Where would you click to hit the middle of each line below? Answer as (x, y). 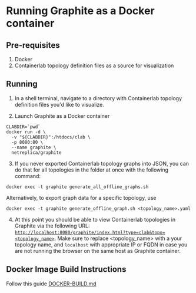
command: (28, 176)
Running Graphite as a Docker (80, 11)
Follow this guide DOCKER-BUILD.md (51, 284)
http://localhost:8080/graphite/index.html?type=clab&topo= (90, 232)
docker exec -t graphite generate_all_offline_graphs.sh (77, 187)
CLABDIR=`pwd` (24, 127)
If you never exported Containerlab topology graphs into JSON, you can (102, 163)
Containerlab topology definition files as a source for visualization (94, 65)
